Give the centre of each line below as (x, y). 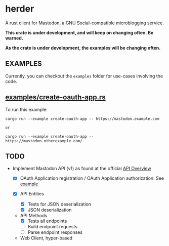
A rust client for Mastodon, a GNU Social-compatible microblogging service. (85, 23)
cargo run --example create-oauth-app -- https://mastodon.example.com (82, 119)
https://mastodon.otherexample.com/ (44, 141)
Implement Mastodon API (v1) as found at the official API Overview (82, 169)
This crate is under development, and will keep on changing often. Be (79, 32)
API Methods (33, 215)
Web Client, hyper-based (46, 238)
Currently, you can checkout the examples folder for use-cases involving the (84, 76)
